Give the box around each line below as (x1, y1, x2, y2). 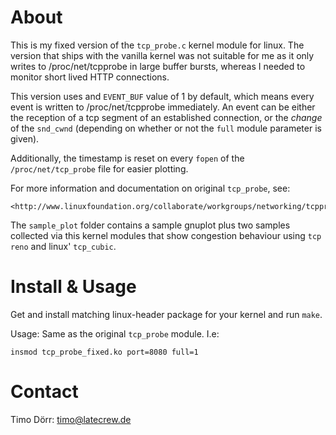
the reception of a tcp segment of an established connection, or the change (10, 111, 323, 123)
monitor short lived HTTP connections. (10, 71, 170, 83)
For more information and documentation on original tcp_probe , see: (10, 182, 291, 194)
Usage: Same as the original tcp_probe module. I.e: (10, 327, 220, 340)
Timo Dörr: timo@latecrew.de (10, 413, 132, 425)
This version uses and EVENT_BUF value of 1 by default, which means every (10, 90, 315, 102)
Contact (10, 381, 79, 403)
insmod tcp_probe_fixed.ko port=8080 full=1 (10, 347, 199, 357)
